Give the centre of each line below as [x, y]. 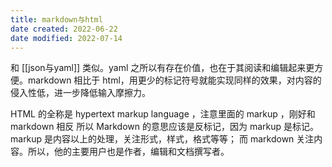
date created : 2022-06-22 [64, 29]
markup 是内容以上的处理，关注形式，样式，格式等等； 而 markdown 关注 [162, 139]
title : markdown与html [56, 19]
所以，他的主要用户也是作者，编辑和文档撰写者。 [128, 152]
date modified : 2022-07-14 [66, 38]
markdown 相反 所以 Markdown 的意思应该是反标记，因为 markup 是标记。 [165, 127]
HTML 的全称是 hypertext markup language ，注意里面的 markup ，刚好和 [163, 114]
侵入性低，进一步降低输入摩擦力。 [80, 93]
